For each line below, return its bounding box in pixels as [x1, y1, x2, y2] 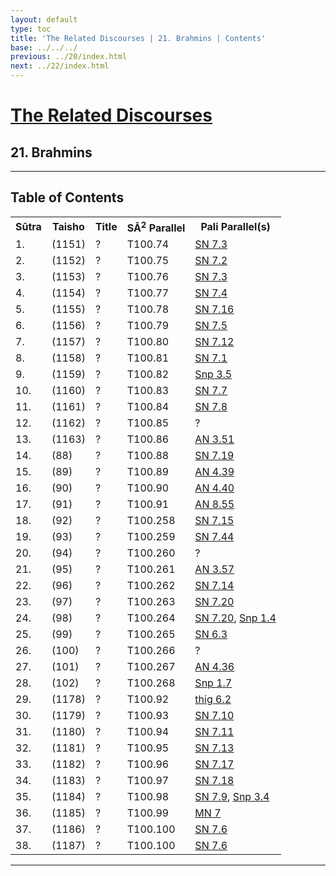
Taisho [51, 220, 85, 234]
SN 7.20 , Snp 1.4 [194, 611, 277, 625]
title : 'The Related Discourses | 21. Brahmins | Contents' [10, 33, 267, 43]
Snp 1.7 [194, 676, 233, 690]
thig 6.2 [194, 692, 232, 706]
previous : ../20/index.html [10, 52, 128, 62]
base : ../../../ [10, 42, 78, 53]
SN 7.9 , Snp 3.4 [194, 790, 270, 804]
